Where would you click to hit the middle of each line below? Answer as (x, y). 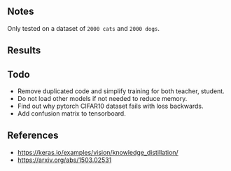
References (33, 136)
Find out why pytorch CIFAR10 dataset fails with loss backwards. (111, 106)
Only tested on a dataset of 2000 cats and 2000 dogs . (83, 28)
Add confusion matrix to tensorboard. (71, 114)
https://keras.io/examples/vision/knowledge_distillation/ (98, 152)
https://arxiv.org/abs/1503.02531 (64, 160)
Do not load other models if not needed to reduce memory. (102, 99)
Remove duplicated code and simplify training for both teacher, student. (121, 91)
